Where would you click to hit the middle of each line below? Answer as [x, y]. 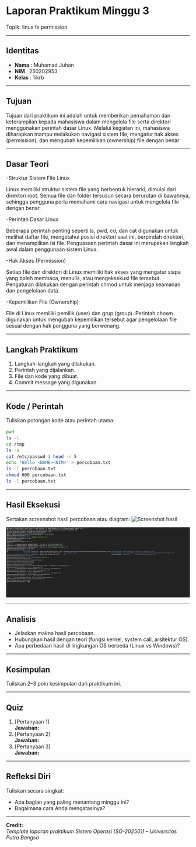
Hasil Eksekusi [33, 505]
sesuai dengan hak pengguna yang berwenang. [63, 326]
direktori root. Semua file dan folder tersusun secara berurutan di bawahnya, [98, 196]
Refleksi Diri [29, 777]
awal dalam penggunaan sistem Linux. [52, 249]
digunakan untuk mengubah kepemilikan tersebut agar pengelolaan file [91, 319]
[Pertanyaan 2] [32, 734]
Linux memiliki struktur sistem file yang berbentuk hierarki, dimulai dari [91, 190]
